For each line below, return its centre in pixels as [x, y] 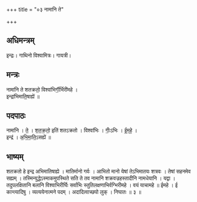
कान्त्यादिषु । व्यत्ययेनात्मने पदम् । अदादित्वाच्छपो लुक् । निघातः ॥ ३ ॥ [74, 192]
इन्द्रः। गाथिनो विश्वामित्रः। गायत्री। [39, 55]
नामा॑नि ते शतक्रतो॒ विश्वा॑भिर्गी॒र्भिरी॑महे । [42, 89]
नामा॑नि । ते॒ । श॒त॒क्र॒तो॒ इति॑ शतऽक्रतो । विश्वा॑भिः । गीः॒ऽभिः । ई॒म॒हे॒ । [72, 130]
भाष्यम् [15, 157]
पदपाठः [16, 116]
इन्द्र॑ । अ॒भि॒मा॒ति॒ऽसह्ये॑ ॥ [29, 138]
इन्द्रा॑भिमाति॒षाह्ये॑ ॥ [23, 96]
